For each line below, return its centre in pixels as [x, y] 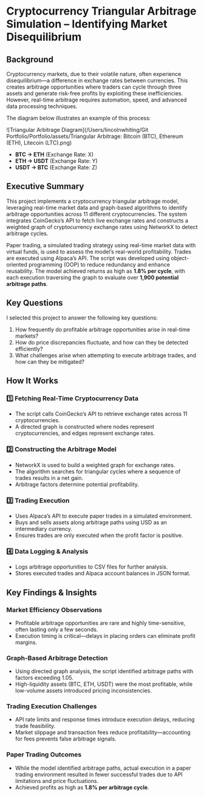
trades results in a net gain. [49, 477]
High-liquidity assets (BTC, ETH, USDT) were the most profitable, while [104, 684]
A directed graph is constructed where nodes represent [85, 427]
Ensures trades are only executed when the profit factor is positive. [99, 535]
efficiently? [29, 349]
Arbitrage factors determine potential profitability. [77, 484]
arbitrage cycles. [27, 233]
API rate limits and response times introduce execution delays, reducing [105, 720]
